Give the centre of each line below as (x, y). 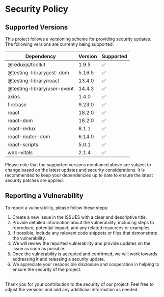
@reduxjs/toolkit (27, 65)
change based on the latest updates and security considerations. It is (75, 170)
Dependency (41, 56)
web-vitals (20, 152)
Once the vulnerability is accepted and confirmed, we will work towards (85, 254)
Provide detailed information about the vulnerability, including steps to (83, 222)
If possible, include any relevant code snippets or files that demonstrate (85, 233)
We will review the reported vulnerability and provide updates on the (81, 243)
